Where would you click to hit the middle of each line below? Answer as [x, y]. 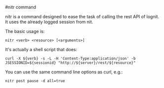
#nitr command [20, 7]
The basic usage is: [25, 31]
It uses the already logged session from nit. [49, 22]
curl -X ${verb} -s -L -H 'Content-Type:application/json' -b [70, 59]
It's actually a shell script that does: [41, 49]
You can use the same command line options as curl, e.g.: [64, 72]
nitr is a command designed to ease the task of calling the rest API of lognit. [82, 16]
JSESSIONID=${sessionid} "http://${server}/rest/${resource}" [70, 63]
